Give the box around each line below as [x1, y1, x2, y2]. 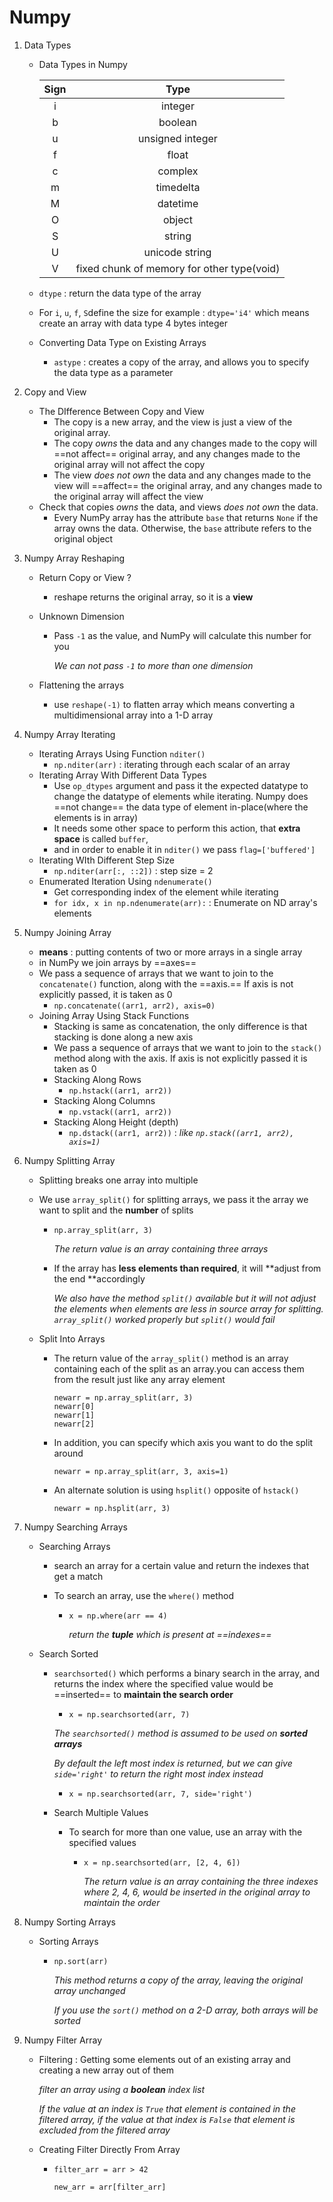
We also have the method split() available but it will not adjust [53, 1292, 317, 1304]
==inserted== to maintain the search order [53, 1688, 234, 1700]
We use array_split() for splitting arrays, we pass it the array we [38, 1193, 309, 1205]
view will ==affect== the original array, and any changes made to [53, 479, 323, 491]
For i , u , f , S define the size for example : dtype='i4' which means [38, 306, 310, 318]
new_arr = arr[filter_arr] [53, 2182, 167, 2192]
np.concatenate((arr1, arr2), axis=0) [53, 1001, 216, 1011]
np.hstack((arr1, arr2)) [68, 1086, 172, 1096]
